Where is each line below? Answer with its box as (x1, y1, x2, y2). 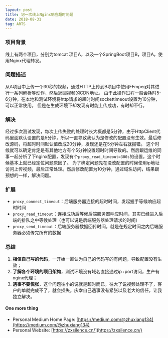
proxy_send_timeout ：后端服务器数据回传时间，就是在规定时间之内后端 (12, 224, 159, 230)
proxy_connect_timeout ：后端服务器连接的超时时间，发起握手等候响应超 (12, 199, 161, 205)
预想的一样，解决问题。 (5, 173, 54, 179)
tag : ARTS (5, 21, 26, 27)
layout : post (5, 7, 33, 13)
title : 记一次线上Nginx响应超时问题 (5, 12, 74, 17)
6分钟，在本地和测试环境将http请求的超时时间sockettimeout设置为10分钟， (5, 96, 160, 102)
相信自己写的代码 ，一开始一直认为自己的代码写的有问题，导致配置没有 (12, 256, 158, 262)
